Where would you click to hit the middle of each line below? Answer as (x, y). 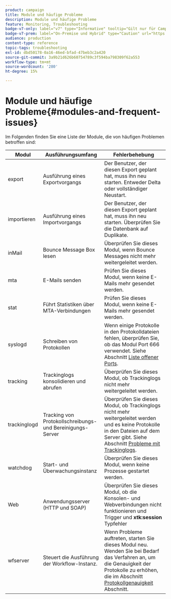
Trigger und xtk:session (133, 517)
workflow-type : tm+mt (28, 62)
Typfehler (116, 523)
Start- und (56, 464)
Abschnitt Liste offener (131, 357)
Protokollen (56, 347)
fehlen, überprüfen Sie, (132, 338)
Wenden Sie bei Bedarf (132, 551)
